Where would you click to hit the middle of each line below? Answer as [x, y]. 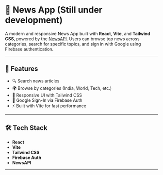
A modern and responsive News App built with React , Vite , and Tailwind [78, 33]
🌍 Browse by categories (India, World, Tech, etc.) [62, 88]
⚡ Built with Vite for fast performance [49, 106]
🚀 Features [22, 69]
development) [34, 20]
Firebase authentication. [29, 49]
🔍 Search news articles [36, 81]
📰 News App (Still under [54, 10]
